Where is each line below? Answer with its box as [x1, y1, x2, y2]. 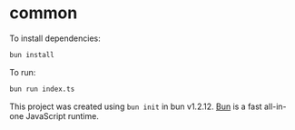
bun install [9, 50, 54, 59]
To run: [9, 66, 36, 77]
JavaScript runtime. [25, 110, 100, 121]
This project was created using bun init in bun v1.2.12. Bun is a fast [9, 101, 262, 112]
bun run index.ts [9, 85, 75, 94]
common [9, 3, 78, 24]
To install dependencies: [9, 33, 102, 44]
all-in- [263, 101, 288, 112]
